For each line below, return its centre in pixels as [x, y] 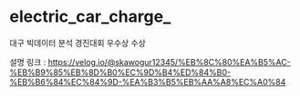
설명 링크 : [28, 62]
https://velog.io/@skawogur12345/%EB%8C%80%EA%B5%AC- [170, 62]
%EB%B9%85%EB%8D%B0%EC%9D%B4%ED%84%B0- [120, 72]
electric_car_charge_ [90, 17]
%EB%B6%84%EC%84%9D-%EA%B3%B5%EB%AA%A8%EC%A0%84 [148, 82]
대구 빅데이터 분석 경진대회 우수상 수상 [78, 43]
